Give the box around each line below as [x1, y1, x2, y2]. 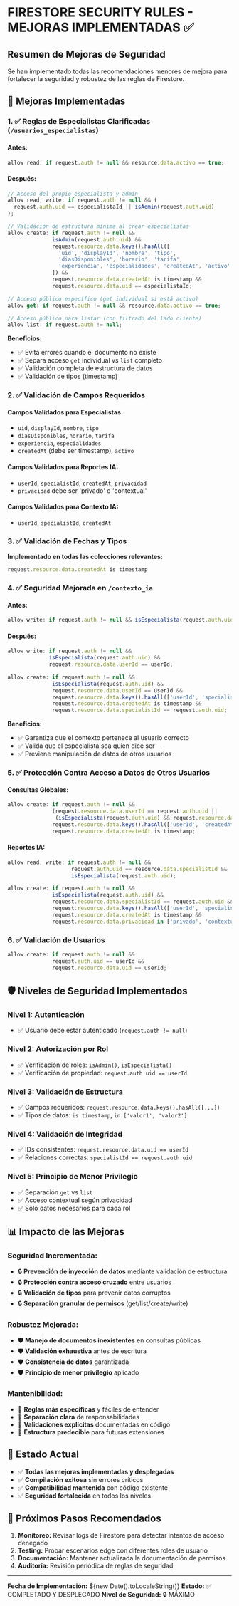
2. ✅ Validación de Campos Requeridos [7, 390, 146, 400]
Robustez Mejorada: [7, 1320, 79, 1330]
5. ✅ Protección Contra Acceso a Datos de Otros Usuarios [7, 768, 211, 778]
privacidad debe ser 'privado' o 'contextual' [17, 486, 147, 495]
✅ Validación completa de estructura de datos [17, 364, 153, 372]
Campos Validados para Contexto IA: [7, 503, 119, 511]
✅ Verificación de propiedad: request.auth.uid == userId [17, 1068, 187, 1077]
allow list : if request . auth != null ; [7, 321, 122, 328]
